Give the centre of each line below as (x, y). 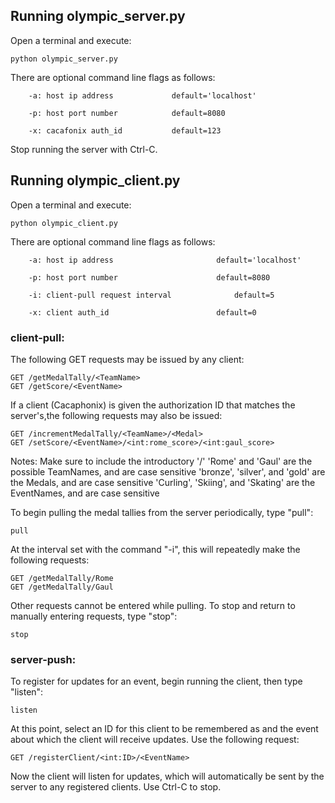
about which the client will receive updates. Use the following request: (155, 740)
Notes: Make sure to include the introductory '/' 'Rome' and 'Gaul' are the (161, 461)
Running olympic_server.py (98, 16)
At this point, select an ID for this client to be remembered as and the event (164, 729)
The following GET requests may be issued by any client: (127, 359)
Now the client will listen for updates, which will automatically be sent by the (167, 776)
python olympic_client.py (64, 223)
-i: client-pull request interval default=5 (151, 295)
